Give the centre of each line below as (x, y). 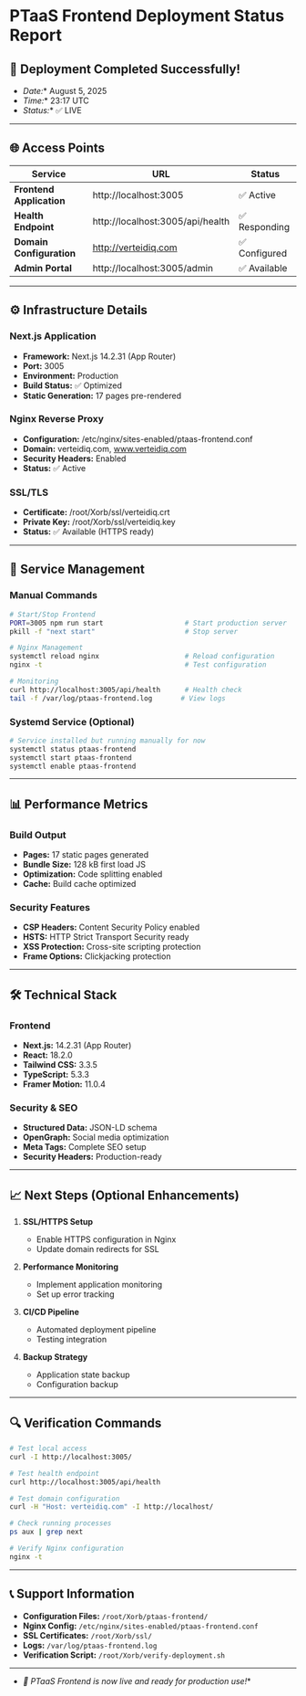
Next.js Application (53, 336)
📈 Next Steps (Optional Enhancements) (124, 1195)
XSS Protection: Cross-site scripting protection (112, 947)
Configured (263, 253)
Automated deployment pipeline (96, 1330)
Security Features (50, 908)
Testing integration (71, 1340)
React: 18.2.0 (47, 1055)
